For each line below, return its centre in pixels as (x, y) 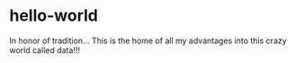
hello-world (54, 16)
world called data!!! (45, 49)
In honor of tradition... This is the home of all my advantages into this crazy (148, 40)
